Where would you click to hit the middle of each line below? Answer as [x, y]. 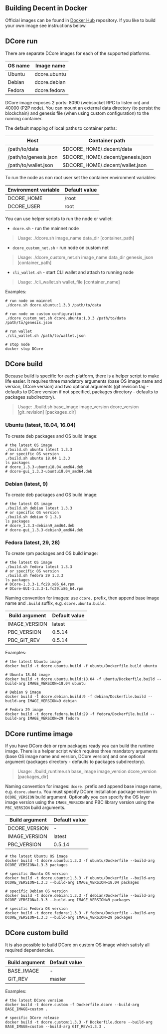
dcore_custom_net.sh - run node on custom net [60, 248]
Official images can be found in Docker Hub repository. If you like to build [81, 20]
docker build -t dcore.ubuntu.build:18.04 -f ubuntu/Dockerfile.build [80, 679]
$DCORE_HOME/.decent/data [97, 149]
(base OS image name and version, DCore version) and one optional [75, 757]
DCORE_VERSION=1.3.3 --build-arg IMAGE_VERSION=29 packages [69, 918]
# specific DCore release [32, 1018]
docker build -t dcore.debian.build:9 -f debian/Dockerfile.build [76, 697]
